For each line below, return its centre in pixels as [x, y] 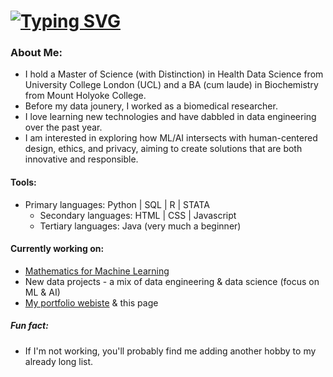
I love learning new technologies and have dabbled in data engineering [170, 117]
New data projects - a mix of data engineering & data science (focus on [172, 281]
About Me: [36, 53]
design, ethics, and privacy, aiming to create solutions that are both [163, 149]
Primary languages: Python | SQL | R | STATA [117, 204]
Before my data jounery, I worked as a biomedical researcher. [151, 106]
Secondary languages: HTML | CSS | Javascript [138, 215]
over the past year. [63, 127]
